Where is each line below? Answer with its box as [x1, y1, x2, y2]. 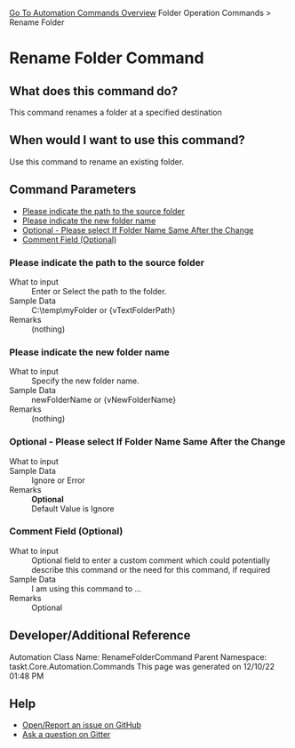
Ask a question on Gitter [21, 729, 111, 740]
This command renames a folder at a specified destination [9, 107, 222, 117]
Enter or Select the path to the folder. [31, 286, 167, 296]
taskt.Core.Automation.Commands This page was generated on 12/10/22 [9, 661, 275, 672]
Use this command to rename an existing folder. [9, 156, 185, 167]
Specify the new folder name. [31, 375, 140, 386]
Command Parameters [9, 182, 137, 197]
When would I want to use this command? [9, 133, 246, 148]
